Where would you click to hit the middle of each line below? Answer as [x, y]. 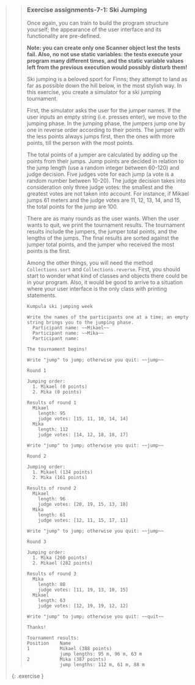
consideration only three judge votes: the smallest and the [100, 187]
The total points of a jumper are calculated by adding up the [102, 155]
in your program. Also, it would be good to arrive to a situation [105, 282]
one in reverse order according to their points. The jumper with [106, 130]
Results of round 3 [52, 574]
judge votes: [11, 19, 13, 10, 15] [83, 590]
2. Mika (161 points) [60, 478]
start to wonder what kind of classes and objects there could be [107, 276]
